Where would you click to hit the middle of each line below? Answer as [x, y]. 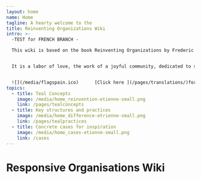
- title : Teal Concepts [41, 93]
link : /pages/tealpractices [52, 121]
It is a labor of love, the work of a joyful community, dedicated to [101, 66]
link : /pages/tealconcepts [51, 105]
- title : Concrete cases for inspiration [64, 127]
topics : [16, 88]
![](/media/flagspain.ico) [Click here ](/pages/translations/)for [104, 82]
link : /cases [33, 138]
